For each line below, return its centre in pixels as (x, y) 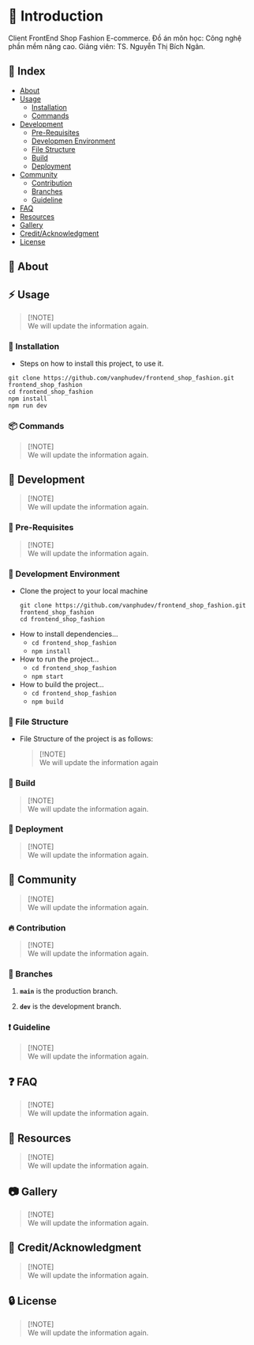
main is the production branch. (69, 991)
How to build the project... (62, 684)
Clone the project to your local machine (84, 591)
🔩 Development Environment (64, 574)
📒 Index (27, 72)
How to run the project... (59, 659)
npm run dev (28, 406)
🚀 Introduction (56, 16)
